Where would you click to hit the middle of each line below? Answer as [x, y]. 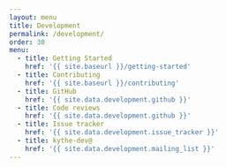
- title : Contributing [59, 75]
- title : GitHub [47, 91]
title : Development [45, 26]
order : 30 [27, 42]
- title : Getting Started [65, 58]
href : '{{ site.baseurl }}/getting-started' [108, 67]
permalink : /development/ [56, 34]
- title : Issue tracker [60, 125]
